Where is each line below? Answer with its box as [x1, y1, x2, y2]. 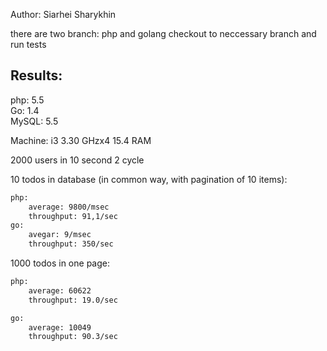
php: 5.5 [10, 94, 45, 106]
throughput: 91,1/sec [28, 211, 118, 221]
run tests [10, 39, 47, 50]
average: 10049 [28, 322, 92, 333]
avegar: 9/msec [28, 230, 92, 240]
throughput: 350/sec [28, 239, 114, 249]
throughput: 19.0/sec [28, 295, 118, 305]
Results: [10, 67, 63, 84]
